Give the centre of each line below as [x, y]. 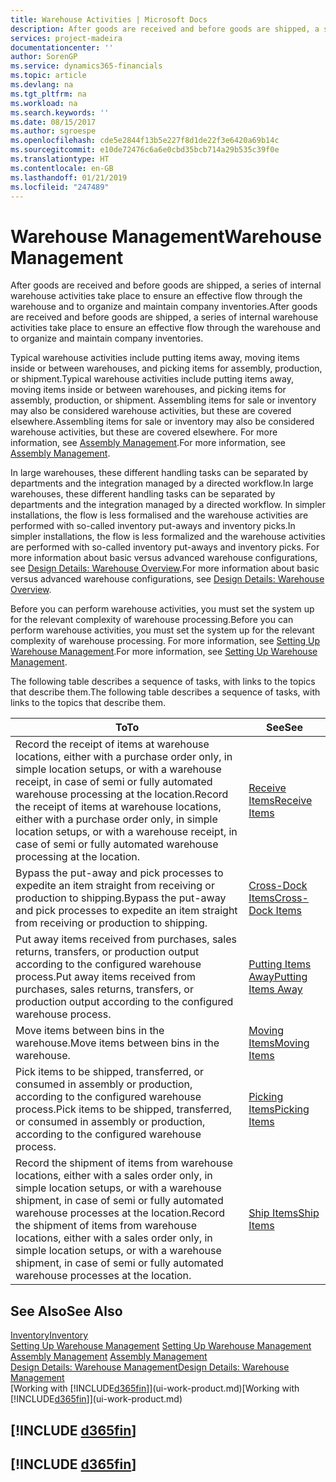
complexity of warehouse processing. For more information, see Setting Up [165, 641]
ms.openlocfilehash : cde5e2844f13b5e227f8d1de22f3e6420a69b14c [145, 141]
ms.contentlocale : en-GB [62, 168]
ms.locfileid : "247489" [60, 187]
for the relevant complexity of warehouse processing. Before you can [152, 620]
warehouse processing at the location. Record [122, 794]
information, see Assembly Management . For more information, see [148, 443]
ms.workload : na [44, 103]
